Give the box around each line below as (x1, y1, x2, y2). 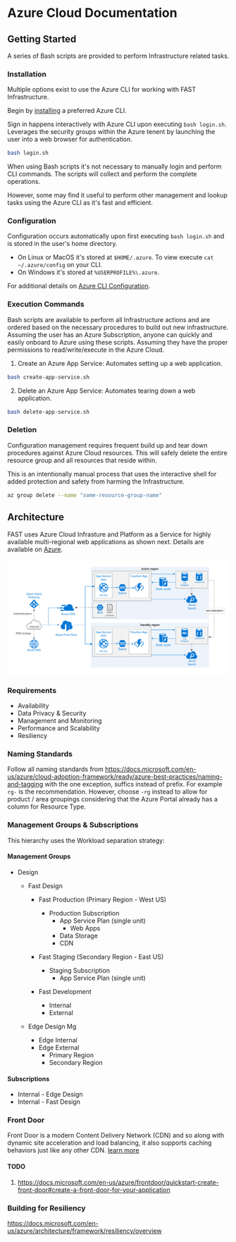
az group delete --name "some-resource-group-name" (7, 491, 162, 498)
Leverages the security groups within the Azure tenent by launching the (7, 128, 216, 136)
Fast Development (38, 987, 92, 995)
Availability (17, 701, 49, 710)
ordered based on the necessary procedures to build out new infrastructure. (7, 323, 229, 331)
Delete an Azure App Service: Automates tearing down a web (17, 386, 196, 395)
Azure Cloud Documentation (7, 5, 178, 21)
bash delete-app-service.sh (7, 408, 90, 415)
